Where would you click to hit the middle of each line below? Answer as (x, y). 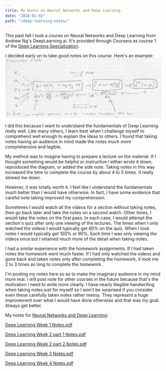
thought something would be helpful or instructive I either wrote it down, (79, 162)
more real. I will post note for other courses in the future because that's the (82, 279)
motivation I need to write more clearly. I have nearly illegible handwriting (80, 284)
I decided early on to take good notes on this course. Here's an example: (79, 56)
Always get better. (24, 306)
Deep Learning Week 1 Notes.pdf (39, 324)
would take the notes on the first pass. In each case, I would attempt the (79, 218)
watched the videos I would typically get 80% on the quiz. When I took (77, 228)
